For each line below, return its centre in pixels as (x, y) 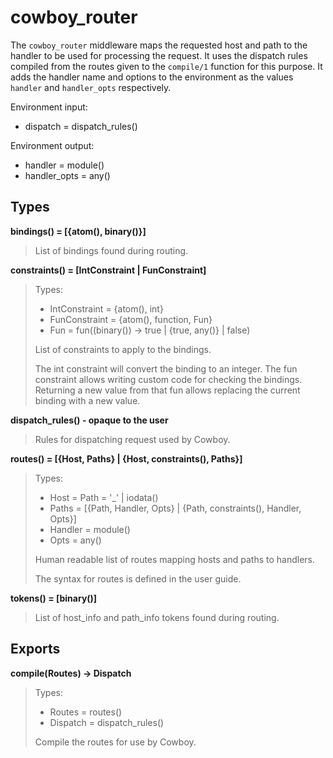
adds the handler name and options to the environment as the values (152, 77)
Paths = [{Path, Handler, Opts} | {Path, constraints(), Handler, (175, 508)
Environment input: (49, 107)
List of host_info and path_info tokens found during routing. (157, 617)
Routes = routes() (86, 712)
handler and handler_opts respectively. (91, 87)
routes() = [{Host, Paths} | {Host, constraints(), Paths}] (126, 458)
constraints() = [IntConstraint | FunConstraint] (108, 270)
